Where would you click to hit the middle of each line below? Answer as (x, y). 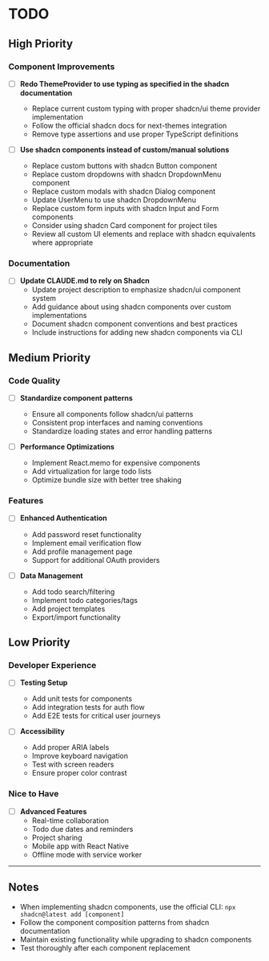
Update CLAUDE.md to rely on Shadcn (85, 281)
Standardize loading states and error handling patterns (122, 431)
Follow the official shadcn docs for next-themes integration (129, 125)
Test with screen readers (73, 764)
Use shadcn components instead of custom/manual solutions (124, 149)
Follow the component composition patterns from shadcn (114, 922)
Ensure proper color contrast (79, 773)
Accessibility (42, 731)
